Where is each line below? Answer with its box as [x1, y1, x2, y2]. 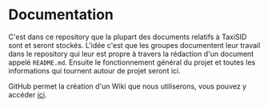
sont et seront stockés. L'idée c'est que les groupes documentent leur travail [8, 40, 261, 50]
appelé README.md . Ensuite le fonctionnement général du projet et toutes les [8, 57, 256, 67]
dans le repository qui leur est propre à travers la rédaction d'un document [8, 49, 254, 58]
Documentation [8, 6, 114, 24]
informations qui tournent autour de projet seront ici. [8, 65, 182, 75]
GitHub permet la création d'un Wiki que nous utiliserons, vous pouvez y [8, 81, 246, 91]
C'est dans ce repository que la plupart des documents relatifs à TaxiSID [8, 32, 247, 42]
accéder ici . [8, 89, 47, 99]
